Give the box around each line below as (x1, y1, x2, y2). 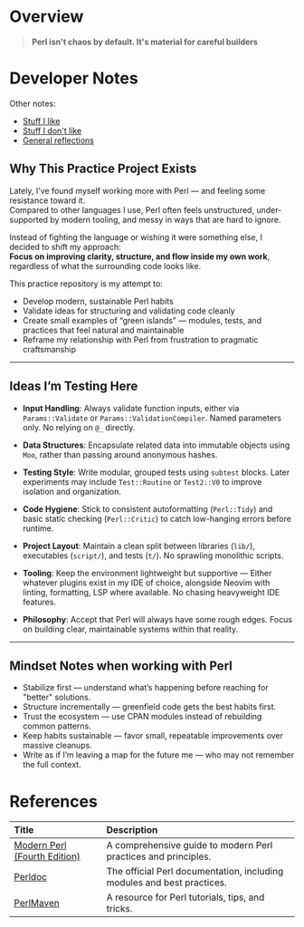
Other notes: (9, 98, 56, 109)
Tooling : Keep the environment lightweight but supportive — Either (22, 567, 272, 578)
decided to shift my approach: (9, 241, 122, 252)
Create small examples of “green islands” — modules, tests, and (22, 314, 262, 325)
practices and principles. (106, 850, 212, 863)
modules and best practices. (106, 876, 228, 889)
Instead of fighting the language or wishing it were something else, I (9, 231, 262, 242)
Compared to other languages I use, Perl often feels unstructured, (9, 204, 255, 215)
